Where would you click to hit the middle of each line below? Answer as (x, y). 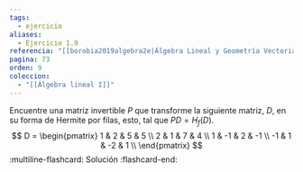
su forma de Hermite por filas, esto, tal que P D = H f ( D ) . (112, 121)
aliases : (26, 34)
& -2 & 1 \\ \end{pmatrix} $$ (151, 146)
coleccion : (30, 77)
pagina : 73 (30, 59)
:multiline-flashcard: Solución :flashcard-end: (93, 159)
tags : (19, 18)
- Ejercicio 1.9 (48, 43)
